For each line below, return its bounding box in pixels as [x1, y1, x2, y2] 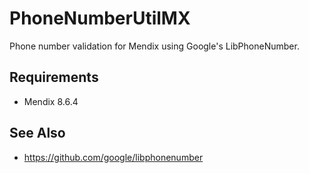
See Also [9, 125, 66, 142]
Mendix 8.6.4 [23, 95, 79, 107]
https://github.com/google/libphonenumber [23, 151, 204, 163]
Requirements [9, 69, 99, 86]
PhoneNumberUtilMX [9, 7, 191, 30]
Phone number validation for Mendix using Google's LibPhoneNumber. [9, 40, 300, 52]
